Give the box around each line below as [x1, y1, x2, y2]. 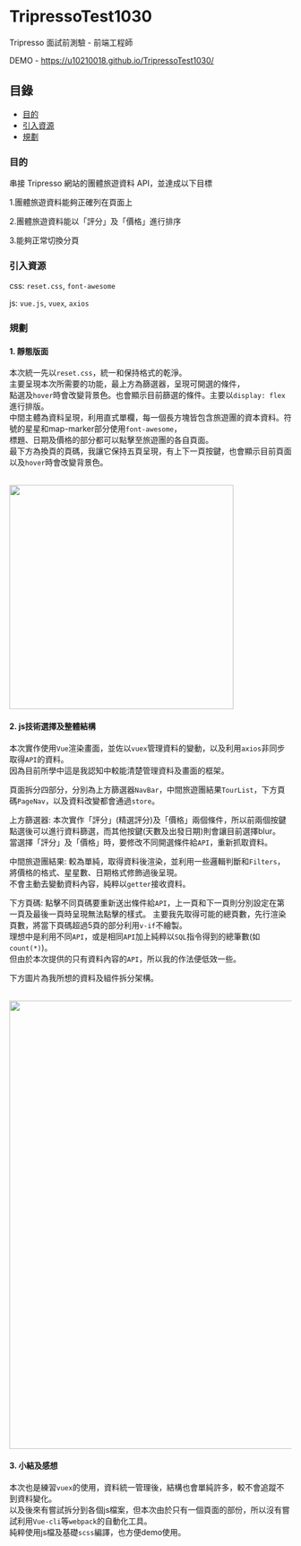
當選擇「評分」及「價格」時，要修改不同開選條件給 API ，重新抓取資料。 [9, 837, 273, 847]
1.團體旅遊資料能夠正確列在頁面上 [9, 197, 133, 208]
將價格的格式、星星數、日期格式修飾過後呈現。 [9, 867, 182, 878]
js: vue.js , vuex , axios [9, 298, 90, 308]
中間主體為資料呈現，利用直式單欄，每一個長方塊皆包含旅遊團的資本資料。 [9, 413, 284, 423]
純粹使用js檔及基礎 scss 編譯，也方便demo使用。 [9, 1526, 186, 1537]
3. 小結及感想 [9, 1460, 58, 1472]
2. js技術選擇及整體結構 [9, 721, 97, 732]
